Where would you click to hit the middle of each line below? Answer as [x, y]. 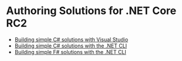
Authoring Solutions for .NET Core [91, 11]
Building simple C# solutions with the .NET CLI [71, 46]
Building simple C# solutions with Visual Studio [71, 39]
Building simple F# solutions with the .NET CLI [70, 52]
